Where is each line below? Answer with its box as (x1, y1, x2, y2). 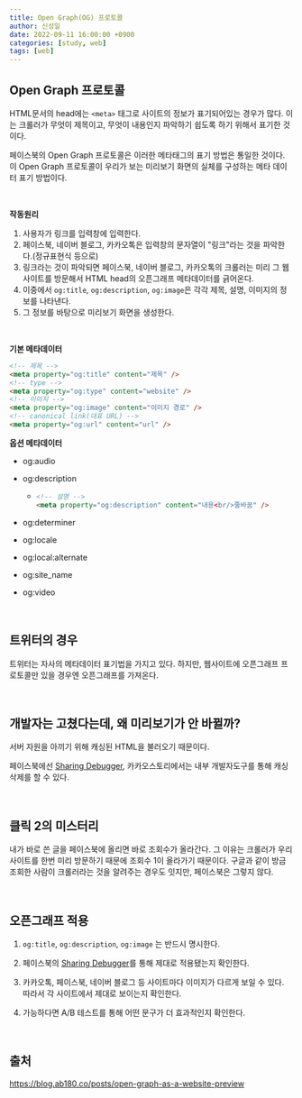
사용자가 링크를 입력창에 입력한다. (22, 227, 142, 239)
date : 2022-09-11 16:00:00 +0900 (9, 30, 135, 39)
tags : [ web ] (9, 47, 54, 56)
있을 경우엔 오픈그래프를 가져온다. (40, 669, 160, 681)
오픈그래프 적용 (9, 912, 89, 929)
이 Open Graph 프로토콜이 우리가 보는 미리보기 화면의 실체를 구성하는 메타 (9, 160, 271, 171)
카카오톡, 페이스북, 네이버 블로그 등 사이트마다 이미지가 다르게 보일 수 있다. (22, 976, 285, 987)
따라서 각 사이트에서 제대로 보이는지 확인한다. (22, 988, 182, 999)
